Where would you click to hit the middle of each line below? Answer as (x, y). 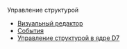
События (30, 31)
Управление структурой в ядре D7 (68, 38)
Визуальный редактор (50, 23)
